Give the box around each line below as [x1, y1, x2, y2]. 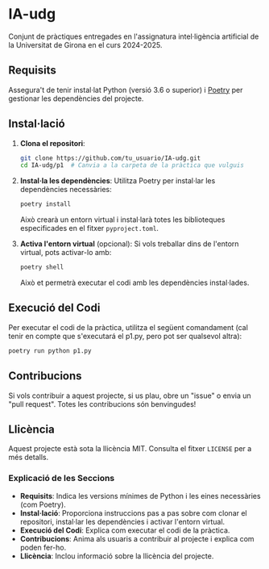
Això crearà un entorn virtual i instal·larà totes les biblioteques [19, 215, 226, 224]
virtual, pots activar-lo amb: [19, 248, 112, 257]
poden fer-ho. [19, 542, 67, 552]
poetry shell [19, 263, 64, 271]
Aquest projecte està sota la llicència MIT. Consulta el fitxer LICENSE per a [8, 444, 252, 454]
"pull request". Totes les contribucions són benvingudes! [8, 399, 197, 408]
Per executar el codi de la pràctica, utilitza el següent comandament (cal [8, 322, 248, 332]
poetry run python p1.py [8, 346, 92, 355]
